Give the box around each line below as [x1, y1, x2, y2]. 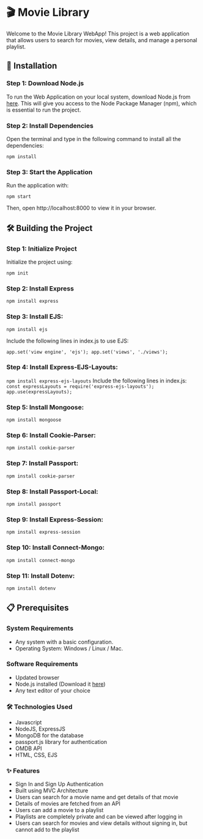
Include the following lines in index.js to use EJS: [6, 337, 129, 344]
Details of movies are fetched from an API [15, 800, 120, 807]
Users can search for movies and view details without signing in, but [15, 819, 188, 827]
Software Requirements [6, 660, 78, 669]
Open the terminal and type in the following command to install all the [6, 135, 182, 142]
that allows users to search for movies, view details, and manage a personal [6, 36, 197, 44]
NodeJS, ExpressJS [15, 725, 66, 733]
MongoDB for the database [15, 732, 84, 739]
